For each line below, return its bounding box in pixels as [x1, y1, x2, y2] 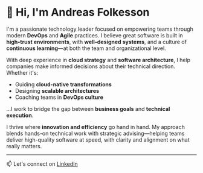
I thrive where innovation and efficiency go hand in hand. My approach [6, 123, 185, 130]
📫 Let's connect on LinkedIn [6, 160, 79, 168]
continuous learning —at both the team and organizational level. [6, 45, 166, 52]
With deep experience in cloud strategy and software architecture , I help [6, 56, 191, 63]
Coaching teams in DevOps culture [14, 93, 104, 101]
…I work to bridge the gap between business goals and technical [6, 105, 170, 112]
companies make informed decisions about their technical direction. [6, 63, 176, 70]
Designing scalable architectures [14, 87, 100, 94]
